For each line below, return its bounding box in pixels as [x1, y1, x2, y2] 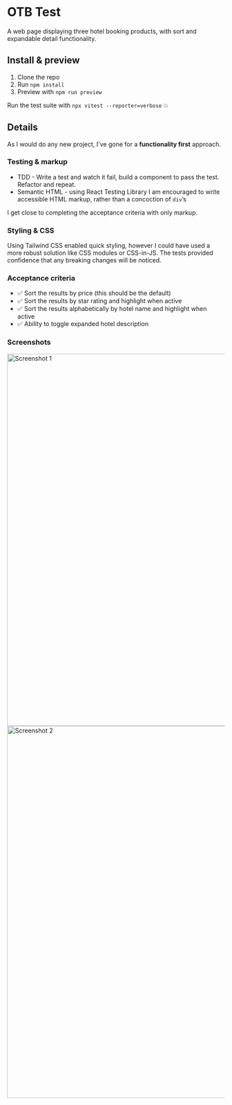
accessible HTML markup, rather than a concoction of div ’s [17, 195, 186, 203]
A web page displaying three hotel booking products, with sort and [7, 27, 197, 35]
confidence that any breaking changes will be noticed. [7, 256, 162, 264]
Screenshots [7, 337, 51, 347]
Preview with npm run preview [17, 87, 102, 96]
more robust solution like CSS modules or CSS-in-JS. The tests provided [7, 249, 213, 257]
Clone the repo [17, 73, 60, 81]
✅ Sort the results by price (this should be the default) [17, 289, 171, 298]
